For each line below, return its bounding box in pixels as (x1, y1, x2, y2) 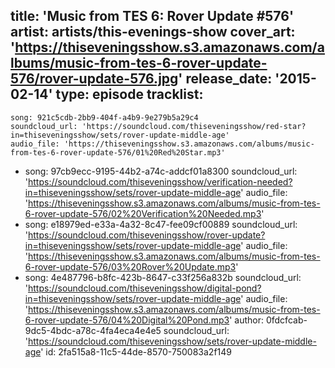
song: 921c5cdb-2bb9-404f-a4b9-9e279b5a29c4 (10, 112, 199, 123)
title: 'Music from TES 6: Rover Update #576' (10, 8, 294, 25)
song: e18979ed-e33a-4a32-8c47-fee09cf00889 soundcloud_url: (24, 218, 298, 230)
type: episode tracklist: (55, 86, 204, 103)
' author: (229, 314, 265, 326)
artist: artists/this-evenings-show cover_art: (10, 24, 296, 41)
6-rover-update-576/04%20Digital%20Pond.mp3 (24, 314, 230, 326)
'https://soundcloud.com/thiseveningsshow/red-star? (81, 121, 307, 131)
